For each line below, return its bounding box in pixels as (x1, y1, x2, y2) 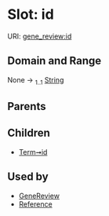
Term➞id (18, 147, 48, 156)
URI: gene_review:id (7, 31, 72, 41)
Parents (7, 100, 46, 113)
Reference (18, 199, 53, 209)
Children (7, 126, 50, 140)
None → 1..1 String (7, 75, 64, 86)
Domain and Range (7, 54, 102, 68)
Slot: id (7, 5, 54, 24)
